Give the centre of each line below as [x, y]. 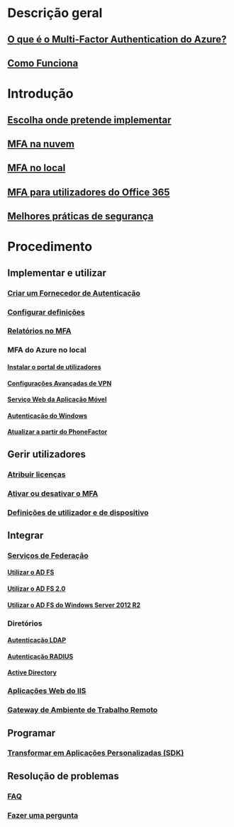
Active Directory [32, 672]
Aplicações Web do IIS [47, 691]
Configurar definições [46, 312]
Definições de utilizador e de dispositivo [78, 512]
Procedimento [50, 247]
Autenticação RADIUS [40, 656]
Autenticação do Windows [47, 416]
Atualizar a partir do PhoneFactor [57, 432]
